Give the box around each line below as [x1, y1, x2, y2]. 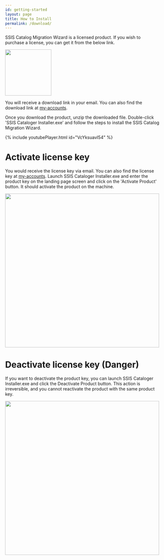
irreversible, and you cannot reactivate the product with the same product [5, 386, 155, 392]
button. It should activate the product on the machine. [5, 184, 114, 190]
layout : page [5, 12, 32, 17]
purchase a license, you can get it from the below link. [5, 40, 115, 46]
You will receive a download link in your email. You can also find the [5, 99, 142, 106]
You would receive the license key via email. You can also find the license [5, 168, 154, 174]
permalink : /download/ [5, 21, 52, 26]
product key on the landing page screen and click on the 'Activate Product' [5, 178, 157, 185]
